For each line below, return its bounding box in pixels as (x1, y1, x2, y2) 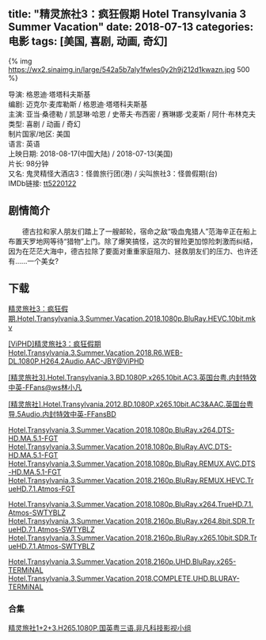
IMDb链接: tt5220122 (8, 178, 77, 188)
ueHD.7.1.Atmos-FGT (8, 484, 75, 493)
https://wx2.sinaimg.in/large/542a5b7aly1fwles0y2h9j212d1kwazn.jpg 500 (8, 64, 250, 74)
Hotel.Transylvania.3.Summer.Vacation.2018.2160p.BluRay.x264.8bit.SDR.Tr (8, 516, 255, 526)
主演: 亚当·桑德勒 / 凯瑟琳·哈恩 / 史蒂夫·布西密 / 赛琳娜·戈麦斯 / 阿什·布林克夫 (8, 109, 256, 119)
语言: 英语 (8, 139, 40, 148)
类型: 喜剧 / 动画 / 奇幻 (8, 119, 81, 128)
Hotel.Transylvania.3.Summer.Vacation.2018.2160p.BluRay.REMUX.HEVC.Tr (8, 476, 254, 486)
